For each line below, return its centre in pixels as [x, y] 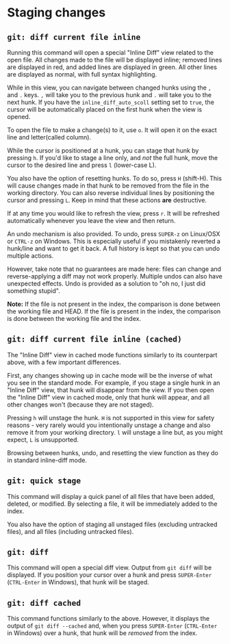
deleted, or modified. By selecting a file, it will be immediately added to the [112, 504]
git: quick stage [44, 481]
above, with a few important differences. [64, 362]
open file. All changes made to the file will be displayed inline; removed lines [115, 60]
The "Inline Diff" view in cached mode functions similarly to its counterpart [112, 355]
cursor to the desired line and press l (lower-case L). [82, 165]
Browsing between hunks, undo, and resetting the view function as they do [113, 452]
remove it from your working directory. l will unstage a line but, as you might [115, 432]
